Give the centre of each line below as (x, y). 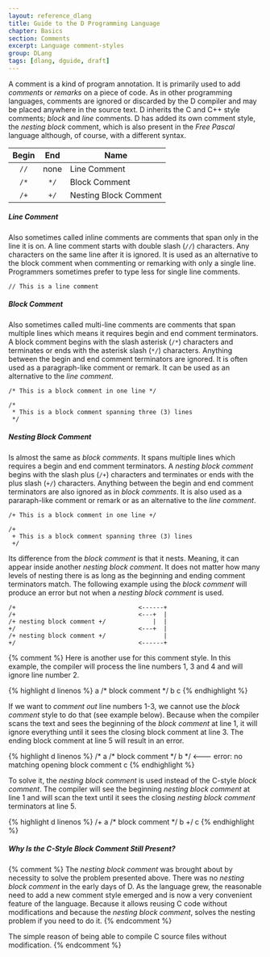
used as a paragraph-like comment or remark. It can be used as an (119, 367)
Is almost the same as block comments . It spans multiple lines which (122, 457)
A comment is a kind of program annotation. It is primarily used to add (125, 84)
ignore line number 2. (44, 674)
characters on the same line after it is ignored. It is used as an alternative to (133, 254)
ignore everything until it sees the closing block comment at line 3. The (126, 732)
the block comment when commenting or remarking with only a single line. (132, 262)
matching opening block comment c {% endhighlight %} (102, 765)
